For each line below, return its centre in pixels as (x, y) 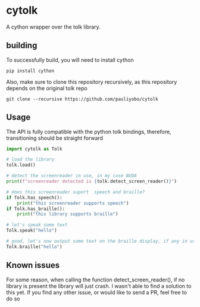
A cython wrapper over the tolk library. (54, 27)
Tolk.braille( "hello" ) (34, 247)
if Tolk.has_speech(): (34, 198)
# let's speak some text (37, 225)
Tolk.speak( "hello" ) (32, 231)
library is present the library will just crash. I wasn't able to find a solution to (99, 286)
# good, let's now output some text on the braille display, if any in (97, 242)
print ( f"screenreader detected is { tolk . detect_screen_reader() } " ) (92, 181)
